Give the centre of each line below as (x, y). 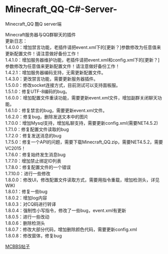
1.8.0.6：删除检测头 (25, 223)
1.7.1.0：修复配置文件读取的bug (37, 129)
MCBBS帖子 (18, 246)
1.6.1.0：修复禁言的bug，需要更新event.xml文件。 (56, 110)
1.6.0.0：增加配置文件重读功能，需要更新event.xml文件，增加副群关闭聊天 (81, 97)
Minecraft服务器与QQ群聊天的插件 (41, 34)
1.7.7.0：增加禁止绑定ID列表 (33, 161)
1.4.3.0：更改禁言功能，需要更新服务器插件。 (52, 79)
